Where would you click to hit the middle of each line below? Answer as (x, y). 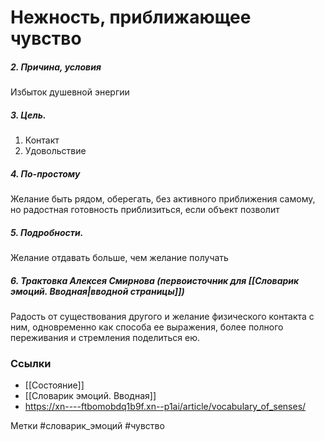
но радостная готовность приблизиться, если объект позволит (145, 210)
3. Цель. (28, 115)
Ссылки (31, 363)
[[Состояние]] (54, 385)
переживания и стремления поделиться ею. (105, 338)
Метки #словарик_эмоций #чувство (87, 426)
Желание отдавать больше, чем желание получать (119, 258)
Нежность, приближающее (131, 17)
